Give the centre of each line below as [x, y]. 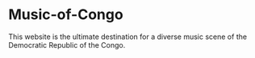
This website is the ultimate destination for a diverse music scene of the [128, 37]
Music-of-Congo [66, 15]
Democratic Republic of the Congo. [67, 44]
